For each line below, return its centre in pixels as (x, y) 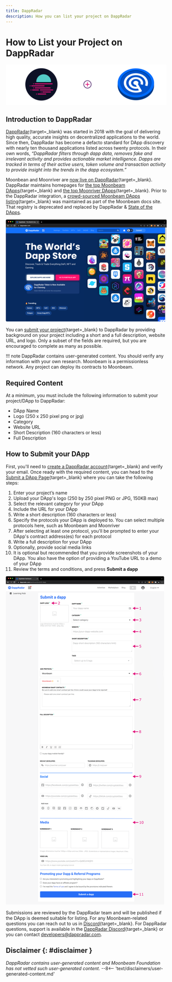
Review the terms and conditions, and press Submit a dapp (76, 569)
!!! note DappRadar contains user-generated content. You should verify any (85, 356)
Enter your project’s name (40, 493)
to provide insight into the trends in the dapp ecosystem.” (66, 170)
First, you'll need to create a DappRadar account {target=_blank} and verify (84, 466)
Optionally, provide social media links (52, 547)
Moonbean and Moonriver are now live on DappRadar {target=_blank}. (79, 180)
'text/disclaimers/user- (139, 968)
